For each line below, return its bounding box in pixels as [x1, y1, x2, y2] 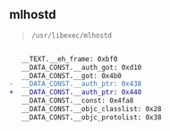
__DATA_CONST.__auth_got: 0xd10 [21, 63, 142, 72]
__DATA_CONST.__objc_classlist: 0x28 [21, 105, 163, 114]
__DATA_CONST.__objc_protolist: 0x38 [21, 112, 163, 122]
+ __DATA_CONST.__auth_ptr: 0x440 [9, 88, 142, 97]
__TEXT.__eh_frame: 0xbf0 [21, 54, 118, 64]
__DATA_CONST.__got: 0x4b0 [21, 71, 123, 80]
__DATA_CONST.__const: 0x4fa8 [21, 96, 134, 106]
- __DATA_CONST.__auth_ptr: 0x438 [9, 80, 142, 89]
